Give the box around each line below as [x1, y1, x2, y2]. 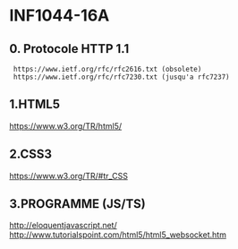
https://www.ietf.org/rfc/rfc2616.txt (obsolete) [13, 64, 202, 73]
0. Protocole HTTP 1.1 [9, 41, 130, 56]
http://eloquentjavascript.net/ [9, 220, 118, 231]
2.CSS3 [9, 147, 52, 162]
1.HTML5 [9, 97, 61, 112]
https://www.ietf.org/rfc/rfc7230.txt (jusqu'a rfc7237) [13, 73, 230, 82]
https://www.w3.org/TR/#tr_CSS [9, 170, 128, 181]
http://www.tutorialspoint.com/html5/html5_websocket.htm [9, 229, 226, 240]
